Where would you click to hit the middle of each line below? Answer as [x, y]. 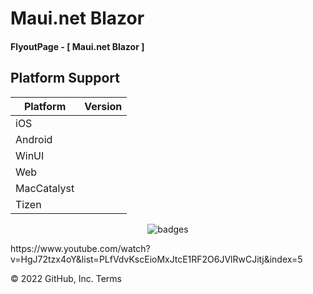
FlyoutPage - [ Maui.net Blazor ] [77, 46]
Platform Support [65, 78]
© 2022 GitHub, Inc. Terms [66, 278]
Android [34, 139]
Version [103, 106]
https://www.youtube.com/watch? [80, 248]
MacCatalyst [45, 188]
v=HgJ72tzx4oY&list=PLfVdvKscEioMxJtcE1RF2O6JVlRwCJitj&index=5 [156, 259]
